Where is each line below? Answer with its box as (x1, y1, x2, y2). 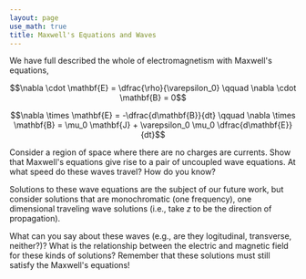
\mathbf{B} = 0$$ (119, 92, 187, 103)
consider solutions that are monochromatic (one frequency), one (9, 193, 252, 205)
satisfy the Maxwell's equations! (9, 260, 130, 271)
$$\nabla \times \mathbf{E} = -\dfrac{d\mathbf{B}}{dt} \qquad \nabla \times (10, 110, 296, 121)
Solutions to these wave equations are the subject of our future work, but (9, 184, 284, 195)
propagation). (9, 213, 61, 224)
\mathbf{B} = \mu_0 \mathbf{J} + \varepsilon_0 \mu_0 (13, 119, 216, 130)
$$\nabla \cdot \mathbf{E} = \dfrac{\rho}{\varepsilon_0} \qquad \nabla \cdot (9, 83, 297, 94)
